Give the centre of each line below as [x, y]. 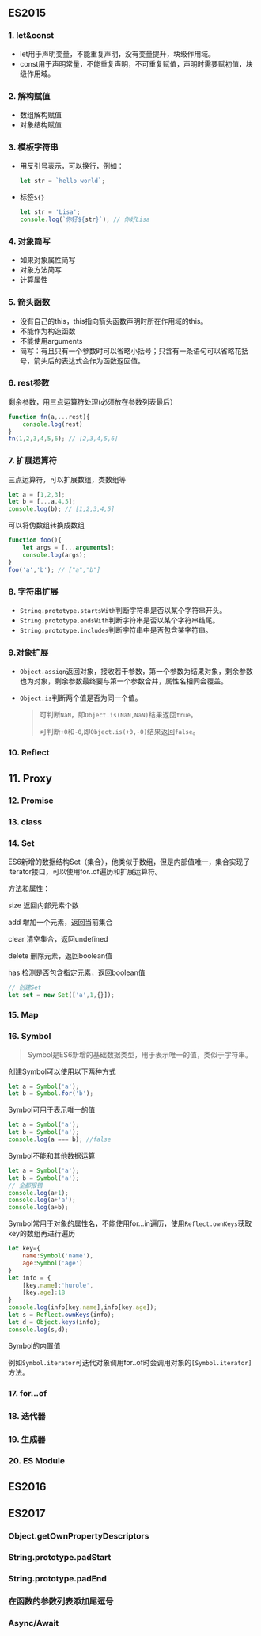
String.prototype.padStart [60, 1558]
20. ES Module [37, 1461]
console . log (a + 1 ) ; [38, 1193]
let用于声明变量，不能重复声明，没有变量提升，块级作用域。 [117, 54]
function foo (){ [35, 540]
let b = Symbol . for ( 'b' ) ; [51, 1094]
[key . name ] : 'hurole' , [58, 1285]
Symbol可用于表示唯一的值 [52, 1110]
